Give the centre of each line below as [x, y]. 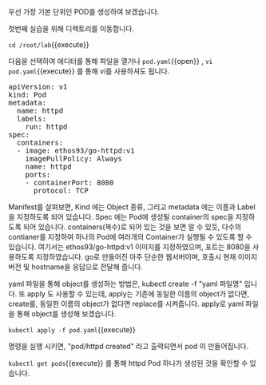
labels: [31, 119]
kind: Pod [27, 95]
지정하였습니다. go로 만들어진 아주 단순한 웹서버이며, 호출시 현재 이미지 [147, 257]
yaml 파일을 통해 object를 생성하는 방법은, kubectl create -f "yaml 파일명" [125, 284]
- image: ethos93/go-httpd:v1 [75, 151]
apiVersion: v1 [38, 87]
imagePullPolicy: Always [73, 159]
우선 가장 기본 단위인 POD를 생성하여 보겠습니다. [84, 12]
